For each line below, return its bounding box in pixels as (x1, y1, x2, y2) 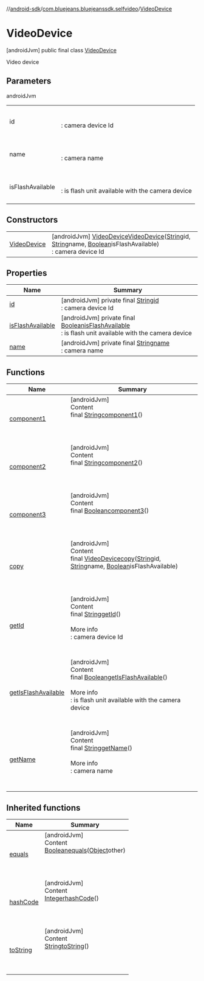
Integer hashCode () (44, 894, 99, 902)
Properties (6, 268, 47, 278)
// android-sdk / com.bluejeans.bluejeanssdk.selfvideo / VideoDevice (6, 5, 172, 12)
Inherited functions (6, 803, 81, 813)
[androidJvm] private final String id (61, 296, 159, 305)
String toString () (44, 942, 89, 950)
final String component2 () (70, 459, 143, 467)
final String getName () (70, 744, 132, 752)
